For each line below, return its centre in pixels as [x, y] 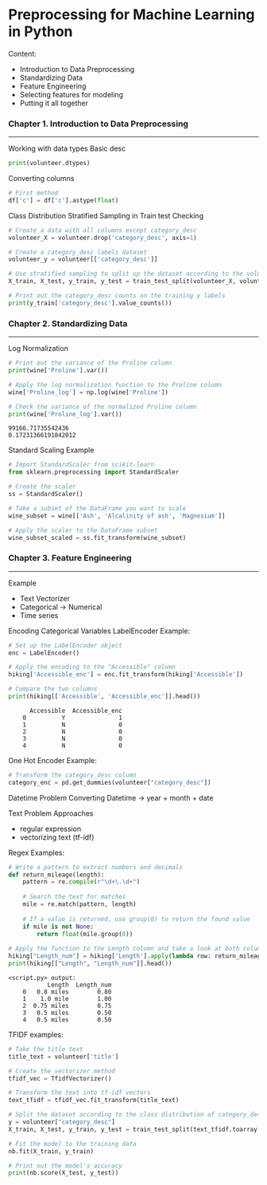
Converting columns [41, 179]
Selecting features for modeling [71, 94]
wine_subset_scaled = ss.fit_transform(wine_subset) [97, 537]
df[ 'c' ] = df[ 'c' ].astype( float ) [64, 200]
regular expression [50, 829]
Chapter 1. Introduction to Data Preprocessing [99, 124]
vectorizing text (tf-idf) [57, 837]
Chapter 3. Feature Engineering [70, 558]
